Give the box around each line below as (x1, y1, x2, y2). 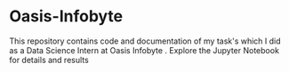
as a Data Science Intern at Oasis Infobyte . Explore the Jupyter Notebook (9, 44, 280, 55)
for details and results (9, 54, 89, 65)
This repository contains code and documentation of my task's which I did (9, 36, 282, 46)
